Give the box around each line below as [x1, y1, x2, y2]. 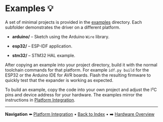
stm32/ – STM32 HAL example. [12, 52, 76, 58]
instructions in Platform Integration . [5, 97, 76, 103]
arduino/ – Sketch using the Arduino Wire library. [12, 33, 110, 39]
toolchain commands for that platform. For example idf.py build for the [5, 67, 149, 73]
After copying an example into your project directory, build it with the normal [5, 61, 158, 68]
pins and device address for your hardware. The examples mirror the [5, 91, 143, 97]
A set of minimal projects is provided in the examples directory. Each [5, 19, 142, 25]
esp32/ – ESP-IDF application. [12, 43, 73, 49]
